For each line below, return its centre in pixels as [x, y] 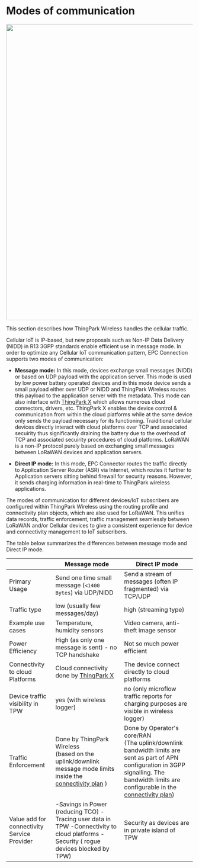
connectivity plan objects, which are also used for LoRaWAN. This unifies [95, 513]
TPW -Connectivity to [86, 826]
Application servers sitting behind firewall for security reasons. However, [103, 476]
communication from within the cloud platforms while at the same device [103, 414]
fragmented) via [146, 589]
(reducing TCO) [77, 811]
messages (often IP [151, 581]
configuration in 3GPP [155, 765]
